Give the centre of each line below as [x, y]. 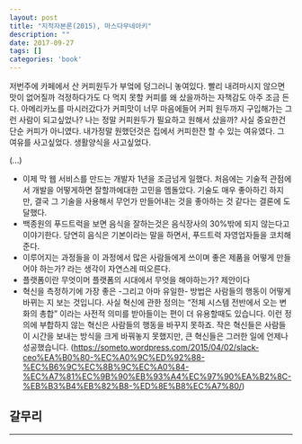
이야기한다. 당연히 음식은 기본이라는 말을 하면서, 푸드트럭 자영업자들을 [145, 235]
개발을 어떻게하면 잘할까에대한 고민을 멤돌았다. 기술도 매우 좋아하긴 [150, 190]
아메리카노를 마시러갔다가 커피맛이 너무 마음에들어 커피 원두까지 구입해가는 [152, 108]
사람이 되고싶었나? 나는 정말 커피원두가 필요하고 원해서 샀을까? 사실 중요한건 [152, 120]
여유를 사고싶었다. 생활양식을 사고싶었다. [80, 142]
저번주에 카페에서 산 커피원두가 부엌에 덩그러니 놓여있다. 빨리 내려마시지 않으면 [147, 86]
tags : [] [26, 51]
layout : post [34, 18]
